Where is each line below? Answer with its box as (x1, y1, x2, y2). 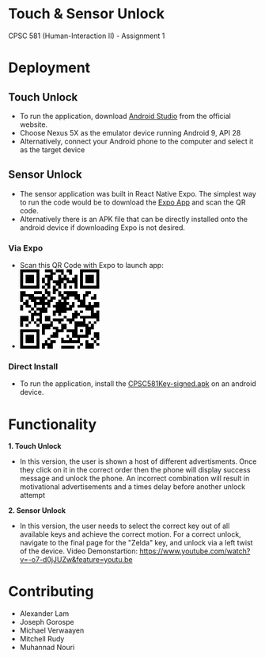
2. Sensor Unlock (8, 506, 66, 515)
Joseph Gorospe (19, 618, 74, 627)
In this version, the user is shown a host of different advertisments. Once (19, 457, 257, 466)
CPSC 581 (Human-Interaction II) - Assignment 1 (8, 31, 165, 40)
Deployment (8, 59, 91, 77)
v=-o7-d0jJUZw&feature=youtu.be (19, 555, 133, 564)
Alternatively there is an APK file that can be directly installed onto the (19, 214, 248, 224)
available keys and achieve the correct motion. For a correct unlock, (19, 530, 241, 539)
